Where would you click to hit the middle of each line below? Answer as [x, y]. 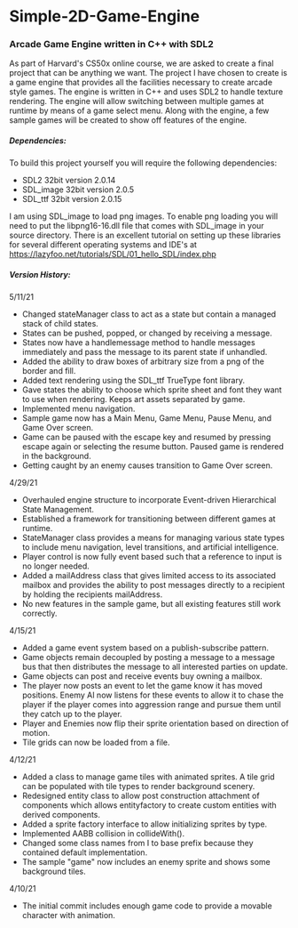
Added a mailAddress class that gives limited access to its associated [149, 576]
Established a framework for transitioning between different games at [149, 519]
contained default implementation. [85, 852]
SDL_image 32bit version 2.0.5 [78, 190]
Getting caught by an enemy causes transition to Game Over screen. [147, 465]
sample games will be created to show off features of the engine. [128, 120]
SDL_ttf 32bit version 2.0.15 [72, 199]
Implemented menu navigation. [78, 409]
